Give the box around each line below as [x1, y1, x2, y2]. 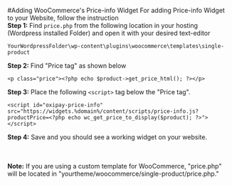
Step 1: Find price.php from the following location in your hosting [7, 21, 198, 29]
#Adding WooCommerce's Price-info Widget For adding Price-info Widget [7, 6, 226, 14]
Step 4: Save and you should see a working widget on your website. [7, 133, 208, 141]
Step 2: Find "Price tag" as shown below [7, 61, 127, 70]
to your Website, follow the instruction [7, 14, 119, 22]
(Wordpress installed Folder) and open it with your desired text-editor [7, 29, 211, 37]
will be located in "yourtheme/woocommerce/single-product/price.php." [7, 169, 219, 178]
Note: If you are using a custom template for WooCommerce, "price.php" [7, 162, 222, 170]
